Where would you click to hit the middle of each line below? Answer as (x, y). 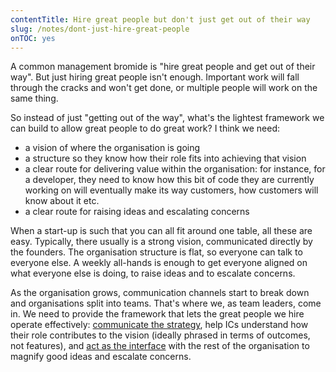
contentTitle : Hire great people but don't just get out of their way (160, 19)
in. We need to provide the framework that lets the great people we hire (157, 314)
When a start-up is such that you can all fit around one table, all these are (161, 231)
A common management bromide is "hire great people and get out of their (163, 67)
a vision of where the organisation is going (112, 148)
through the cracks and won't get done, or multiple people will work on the (164, 88)
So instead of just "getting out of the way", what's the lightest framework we (167, 118)
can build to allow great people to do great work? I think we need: (145, 128)
